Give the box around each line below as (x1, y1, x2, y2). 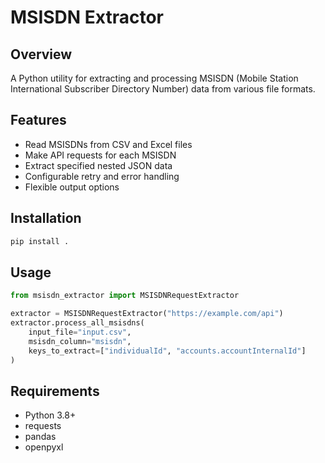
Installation (10, 210, 82, 227)
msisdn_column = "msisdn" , (28, 336, 132, 346)
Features (10, 112, 67, 129)
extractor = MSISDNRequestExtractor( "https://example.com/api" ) (10, 309, 284, 319)
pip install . (10, 236, 70, 246)
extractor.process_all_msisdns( (10, 318, 145, 328)
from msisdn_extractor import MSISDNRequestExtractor (10, 291, 240, 301)
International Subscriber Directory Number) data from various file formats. (10, 83, 316, 95)
